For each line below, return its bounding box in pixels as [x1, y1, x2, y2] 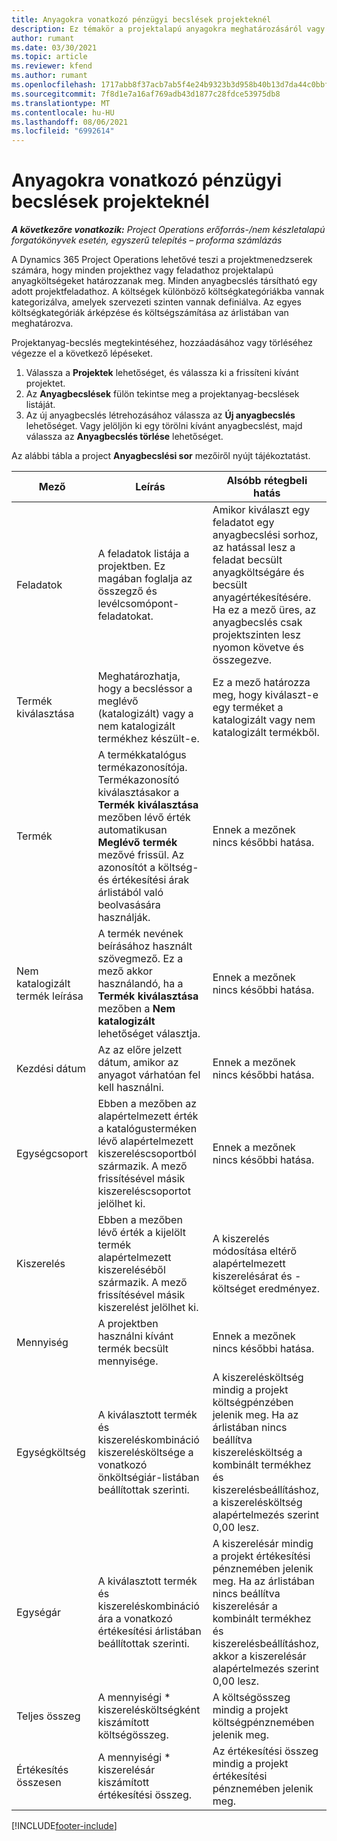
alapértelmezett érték [97, 1109, 199, 1123]
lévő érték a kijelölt [97, 1226, 186, 1240]
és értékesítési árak [97, 873, 190, 887]
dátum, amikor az [97, 1056, 179, 1070]
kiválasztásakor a [97, 786, 180, 800]
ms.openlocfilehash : [11, 80, 98, 90]
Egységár [16, 1606, 62, 1620]
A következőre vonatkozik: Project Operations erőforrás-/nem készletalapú [11, 224, 326, 236]
